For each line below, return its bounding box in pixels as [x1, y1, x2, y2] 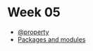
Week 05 [7, 4, 61, 21]
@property [17, 28, 49, 36]
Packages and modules [17, 35, 86, 43]
